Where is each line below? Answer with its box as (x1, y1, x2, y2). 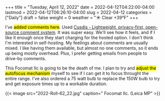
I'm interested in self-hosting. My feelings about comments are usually (5, 40, 148, 46)
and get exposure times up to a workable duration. (5, 81, 107, 87)
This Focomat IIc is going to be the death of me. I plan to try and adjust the (5, 65, 157, 71)
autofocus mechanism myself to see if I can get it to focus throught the (5, 70, 149, 76)
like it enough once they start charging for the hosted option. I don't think (5, 34, 154, 40)
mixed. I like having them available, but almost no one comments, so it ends (5, 45, 159, 51)
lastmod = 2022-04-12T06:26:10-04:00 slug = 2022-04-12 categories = (5, 9, 152, 15)
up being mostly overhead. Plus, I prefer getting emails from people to (5, 50, 147, 56)
